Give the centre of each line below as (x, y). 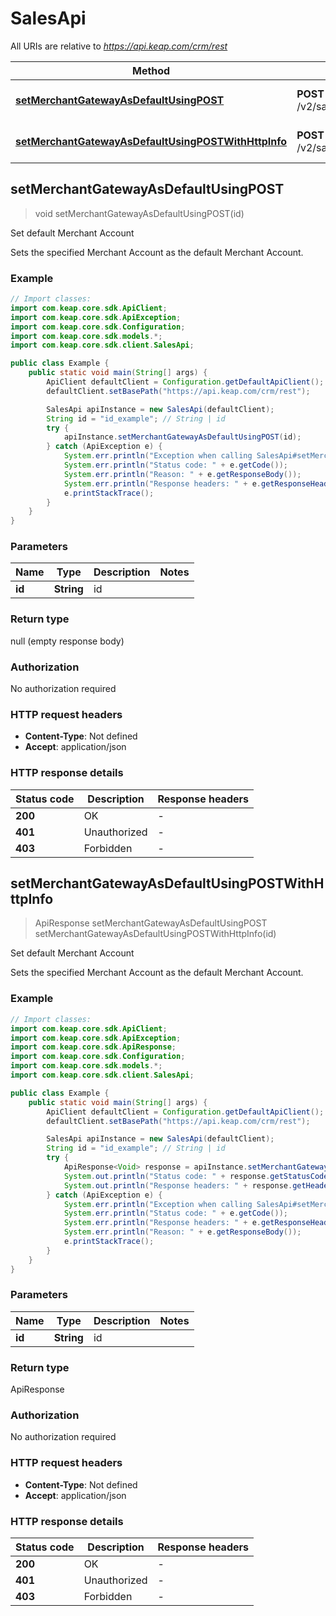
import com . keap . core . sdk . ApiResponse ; (93, 1047)
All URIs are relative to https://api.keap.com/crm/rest (119, 46)
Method (151, 70)
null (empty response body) (67, 641)
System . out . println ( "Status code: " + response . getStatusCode (196, 1176)
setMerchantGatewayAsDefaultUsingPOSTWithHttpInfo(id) (155, 934)
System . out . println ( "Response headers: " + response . (178, 1185)
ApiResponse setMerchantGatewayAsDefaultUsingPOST (151, 923)
